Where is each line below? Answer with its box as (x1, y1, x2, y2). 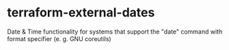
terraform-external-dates (7, 5, 155, 21)
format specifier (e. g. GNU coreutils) (7, 34, 111, 42)
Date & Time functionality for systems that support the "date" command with (7, 27, 223, 36)
